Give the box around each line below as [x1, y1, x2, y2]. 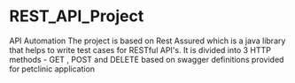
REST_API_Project [9, 6, 144, 26]
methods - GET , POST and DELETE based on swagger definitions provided [9, 54, 284, 64]
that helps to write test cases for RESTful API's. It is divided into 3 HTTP [9, 44, 272, 55]
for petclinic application [9, 64, 96, 74]
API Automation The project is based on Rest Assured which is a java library [9, 35, 286, 46]
